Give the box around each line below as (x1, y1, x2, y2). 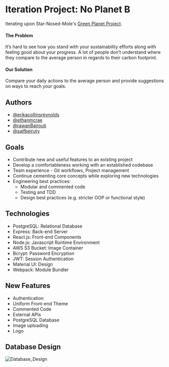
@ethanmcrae (12, 117, 43, 124)
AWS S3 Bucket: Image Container (12, 244, 83, 251)
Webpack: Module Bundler (12, 267, 69, 273)
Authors (5, 98, 32, 107)
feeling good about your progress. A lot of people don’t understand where (5, 49, 161, 55)
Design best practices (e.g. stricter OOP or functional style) (20, 194, 146, 200)
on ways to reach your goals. (5, 83, 66, 89)
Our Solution (5, 66, 33, 72)
